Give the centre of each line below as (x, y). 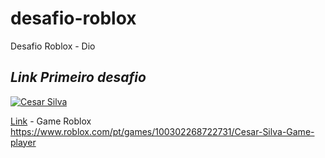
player (23, 142)
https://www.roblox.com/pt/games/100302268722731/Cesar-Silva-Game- (162, 131)
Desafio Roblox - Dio (53, 46)
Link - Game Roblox (51, 121)
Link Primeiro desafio (78, 77)
